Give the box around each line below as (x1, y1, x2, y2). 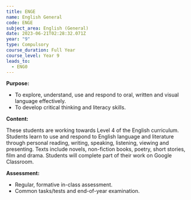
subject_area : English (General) (6, 25, 89, 31)
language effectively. (14, 98, 66, 105)
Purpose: (6, 80, 30, 87)
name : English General (6, 14, 62, 20)
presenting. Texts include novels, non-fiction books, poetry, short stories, (6, 146, 186, 153)
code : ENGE (6, 20, 33, 25)
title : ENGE (6, 8, 36, 15)
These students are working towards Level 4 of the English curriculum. (6, 127, 179, 134)
